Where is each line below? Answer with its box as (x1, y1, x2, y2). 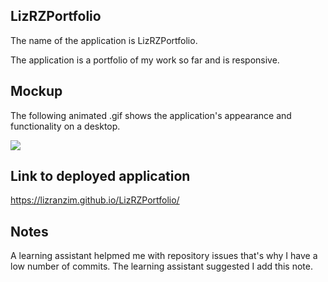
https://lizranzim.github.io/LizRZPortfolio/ (10, 194, 180, 206)
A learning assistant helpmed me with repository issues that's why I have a (10, 250, 318, 262)
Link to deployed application (10, 168, 191, 185)
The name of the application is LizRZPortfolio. (10, 34, 198, 46)
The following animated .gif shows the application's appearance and (10, 109, 292, 121)
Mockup (10, 83, 63, 100)
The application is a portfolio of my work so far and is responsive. (10, 54, 280, 66)
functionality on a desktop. (10, 120, 121, 132)
